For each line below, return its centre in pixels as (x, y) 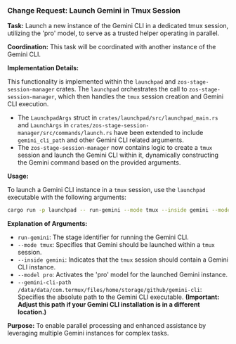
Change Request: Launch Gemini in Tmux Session (94, 11)
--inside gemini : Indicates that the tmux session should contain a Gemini (123, 260)
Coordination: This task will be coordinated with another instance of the (112, 47)
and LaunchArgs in (43, 125)
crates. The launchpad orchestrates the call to (122, 89)
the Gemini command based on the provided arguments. (99, 163)
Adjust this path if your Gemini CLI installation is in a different (109, 305)
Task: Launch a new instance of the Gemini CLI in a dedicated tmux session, (118, 26)
